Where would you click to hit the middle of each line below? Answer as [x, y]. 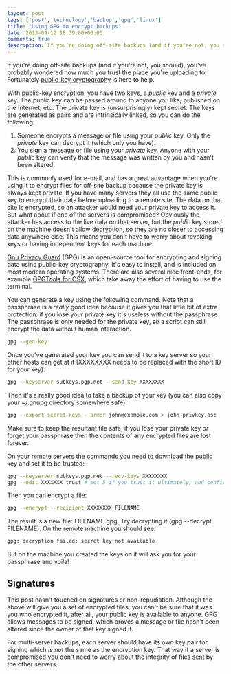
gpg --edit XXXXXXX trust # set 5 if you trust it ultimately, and [106, 482]
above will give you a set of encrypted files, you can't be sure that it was [110, 607]
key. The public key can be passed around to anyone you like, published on [114, 100]
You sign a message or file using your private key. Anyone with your [113, 150]
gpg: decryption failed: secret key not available [81, 541]
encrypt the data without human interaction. [69, 329]
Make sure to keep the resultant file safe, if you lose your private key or [108, 428]
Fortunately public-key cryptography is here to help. [81, 79]
